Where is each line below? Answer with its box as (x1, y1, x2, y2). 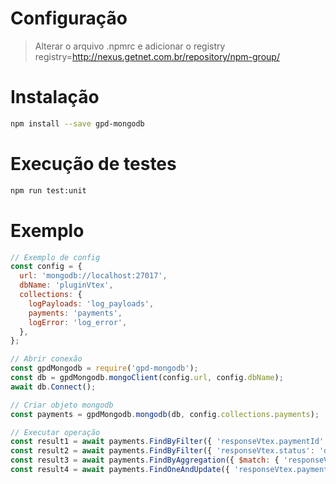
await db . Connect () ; (10, 382, 97, 392)
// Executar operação (10, 427, 101, 437)
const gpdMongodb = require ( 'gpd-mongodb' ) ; (10, 363, 199, 374)
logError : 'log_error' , (28, 317, 128, 327)
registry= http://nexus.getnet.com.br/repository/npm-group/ (34, 50, 280, 62)
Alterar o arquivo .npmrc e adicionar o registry (34, 40, 226, 52)
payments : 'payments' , (28, 308, 123, 318)
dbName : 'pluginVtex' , (19, 280, 114, 291)
